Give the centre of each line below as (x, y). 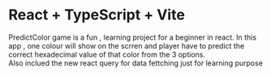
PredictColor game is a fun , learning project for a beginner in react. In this (133, 37)
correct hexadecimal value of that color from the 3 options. (107, 54)
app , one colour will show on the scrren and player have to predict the (127, 45)
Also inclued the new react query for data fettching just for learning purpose (136, 63)
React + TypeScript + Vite (97, 15)
